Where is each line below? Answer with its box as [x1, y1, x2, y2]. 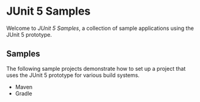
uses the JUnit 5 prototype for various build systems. [6, 71, 140, 79]
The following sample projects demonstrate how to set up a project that [6, 65, 186, 72]
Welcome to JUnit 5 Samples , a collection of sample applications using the [6, 24, 194, 32]
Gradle [15, 90, 32, 97]
